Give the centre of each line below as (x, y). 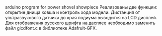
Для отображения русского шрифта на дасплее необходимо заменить (80, 23)
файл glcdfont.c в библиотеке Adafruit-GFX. (51, 28)
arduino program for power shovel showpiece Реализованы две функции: (81, 7)
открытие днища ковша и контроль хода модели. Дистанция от (73, 12)
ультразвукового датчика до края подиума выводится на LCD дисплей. (81, 18)
